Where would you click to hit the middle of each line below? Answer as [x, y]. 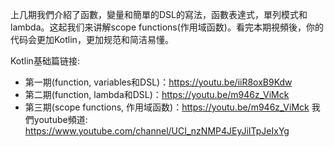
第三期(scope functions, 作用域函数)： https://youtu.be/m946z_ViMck [167, 107]
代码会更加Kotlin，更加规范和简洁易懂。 [92, 39]
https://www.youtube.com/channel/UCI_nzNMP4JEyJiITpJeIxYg [157, 131]
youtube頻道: [60, 119]
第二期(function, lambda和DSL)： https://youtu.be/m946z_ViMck [157, 94]
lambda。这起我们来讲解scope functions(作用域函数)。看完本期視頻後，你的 [167, 27]
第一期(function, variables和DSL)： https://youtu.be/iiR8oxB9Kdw [158, 82]
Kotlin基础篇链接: [45, 61]
